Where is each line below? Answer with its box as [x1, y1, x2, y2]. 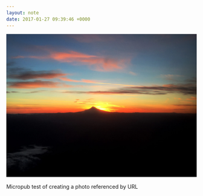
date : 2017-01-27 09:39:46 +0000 [6, 16, 91, 22]
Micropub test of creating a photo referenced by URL [6, 183, 138, 190]
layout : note [6, 10, 39, 16]
